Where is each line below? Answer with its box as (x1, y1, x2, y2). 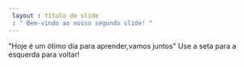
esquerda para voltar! (8, 49, 81, 59)
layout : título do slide (11, 11, 99, 20)
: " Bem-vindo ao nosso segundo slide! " (11, 19, 153, 27)
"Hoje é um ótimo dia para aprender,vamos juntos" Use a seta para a (8, 41, 237, 50)
